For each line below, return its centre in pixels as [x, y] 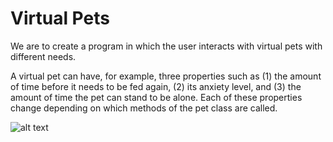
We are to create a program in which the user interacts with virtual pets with [166, 46]
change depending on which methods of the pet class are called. [144, 108]
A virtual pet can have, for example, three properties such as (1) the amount [166, 76]
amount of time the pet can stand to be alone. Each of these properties [156, 97]
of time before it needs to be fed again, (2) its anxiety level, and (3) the [156, 86]
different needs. [43, 56]
